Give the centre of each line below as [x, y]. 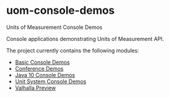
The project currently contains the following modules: [73, 50]
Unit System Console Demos [50, 81]
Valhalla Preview [35, 87]
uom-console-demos [61, 11]
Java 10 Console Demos [45, 75]
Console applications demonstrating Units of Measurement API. [85, 39]
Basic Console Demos [42, 62]
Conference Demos [39, 68]
